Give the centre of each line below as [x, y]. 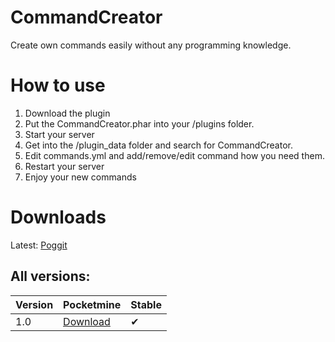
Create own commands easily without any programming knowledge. [151, 45]
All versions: [50, 276]
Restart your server [64, 166]
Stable [146, 304]
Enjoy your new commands [80, 177]
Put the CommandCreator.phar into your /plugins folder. [139, 123]
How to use [58, 85]
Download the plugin [67, 113]
